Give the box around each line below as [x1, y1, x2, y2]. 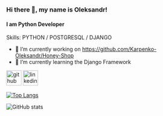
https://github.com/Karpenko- [81, 45, 157, 53]
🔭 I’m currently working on [14, 45, 81, 53]
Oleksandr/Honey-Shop [14, 52, 74, 59]
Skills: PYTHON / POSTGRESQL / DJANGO [6, 34, 112, 41]
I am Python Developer [6, 21, 65, 28]
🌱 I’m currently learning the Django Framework [14, 59, 132, 66]
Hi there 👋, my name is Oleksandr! [6, 5, 107, 14]
